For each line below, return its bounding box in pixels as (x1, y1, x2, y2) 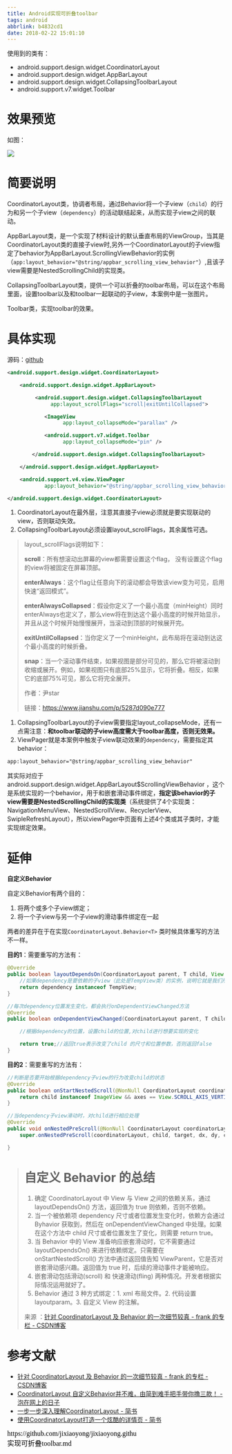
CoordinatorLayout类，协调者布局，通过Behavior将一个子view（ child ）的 (7, 200, 217, 208)
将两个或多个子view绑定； (17, 904, 92, 912)
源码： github (7, 356, 43, 364)
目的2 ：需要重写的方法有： (7, 1060, 84, 1069)
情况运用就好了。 (40, 1280, 90, 1289)
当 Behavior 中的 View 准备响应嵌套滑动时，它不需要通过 (34, 1237, 195, 1246)
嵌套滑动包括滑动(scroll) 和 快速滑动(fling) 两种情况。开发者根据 (34, 1271, 216, 1280)
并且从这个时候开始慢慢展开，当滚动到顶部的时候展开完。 (23, 619, 188, 627)
